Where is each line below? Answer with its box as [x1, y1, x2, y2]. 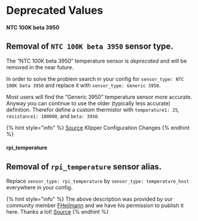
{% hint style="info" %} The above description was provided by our [6, 196, 173, 202]
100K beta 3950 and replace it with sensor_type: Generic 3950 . [6, 82, 161, 89]
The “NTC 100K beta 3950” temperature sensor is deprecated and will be [6, 57, 187, 64]
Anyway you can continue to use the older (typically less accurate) [6, 100, 170, 107]
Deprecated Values [6, 4, 103, 17]
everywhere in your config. [6, 184, 73, 191]
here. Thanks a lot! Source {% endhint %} [6, 208, 109, 215]
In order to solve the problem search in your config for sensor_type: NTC [6, 75, 184, 82]
